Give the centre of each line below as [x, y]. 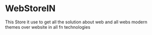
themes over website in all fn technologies [48, 27]
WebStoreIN [30, 9]
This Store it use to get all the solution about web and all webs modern [76, 22]
